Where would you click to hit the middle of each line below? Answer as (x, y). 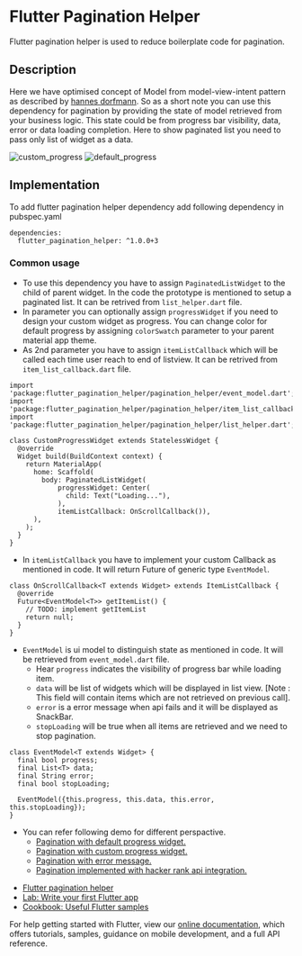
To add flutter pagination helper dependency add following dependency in (147, 207)
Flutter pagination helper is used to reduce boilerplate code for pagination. (147, 41)
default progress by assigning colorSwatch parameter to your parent (148, 330)
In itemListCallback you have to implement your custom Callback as (149, 559)
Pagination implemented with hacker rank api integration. (141, 870)
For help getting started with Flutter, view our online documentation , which (147, 924)
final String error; (56, 776)
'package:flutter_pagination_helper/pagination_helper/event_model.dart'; (152, 393)
